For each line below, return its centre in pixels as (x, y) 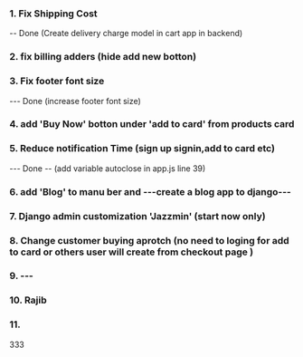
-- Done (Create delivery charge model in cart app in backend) (126, 34)
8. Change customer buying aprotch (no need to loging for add (149, 240)
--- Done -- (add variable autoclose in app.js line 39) (108, 168)
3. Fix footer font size (57, 82)
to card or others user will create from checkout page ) (132, 252)
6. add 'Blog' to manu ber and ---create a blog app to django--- (150, 191)
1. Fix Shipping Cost (53, 14)
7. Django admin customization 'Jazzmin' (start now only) (137, 216)
